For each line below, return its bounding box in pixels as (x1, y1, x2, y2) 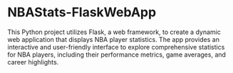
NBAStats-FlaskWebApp (7, 4, 157, 21)
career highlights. (7, 57, 59, 66)
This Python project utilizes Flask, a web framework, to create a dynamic (7, 28, 221, 36)
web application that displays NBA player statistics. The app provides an (7, 35, 219, 43)
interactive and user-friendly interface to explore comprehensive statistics (7, 43, 225, 51)
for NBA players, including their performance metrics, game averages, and (7, 50, 227, 59)
